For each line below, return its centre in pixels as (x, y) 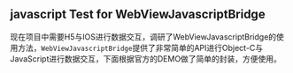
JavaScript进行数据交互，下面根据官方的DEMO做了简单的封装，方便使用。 (146, 58)
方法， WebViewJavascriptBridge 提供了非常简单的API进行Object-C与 (140, 47)
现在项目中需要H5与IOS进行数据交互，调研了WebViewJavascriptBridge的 (143, 36)
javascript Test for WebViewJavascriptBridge (138, 15)
